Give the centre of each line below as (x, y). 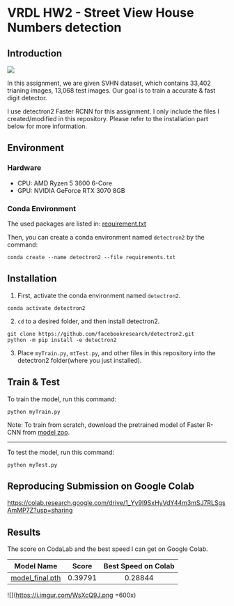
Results (24, 532)
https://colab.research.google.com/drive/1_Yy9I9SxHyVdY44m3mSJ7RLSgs (116, 503)
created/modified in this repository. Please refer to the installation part (108, 119)
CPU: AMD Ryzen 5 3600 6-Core (65, 183)
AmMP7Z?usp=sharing (40, 511)
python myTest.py (32, 465)
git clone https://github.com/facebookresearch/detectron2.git (101, 334)
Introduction (35, 53)
